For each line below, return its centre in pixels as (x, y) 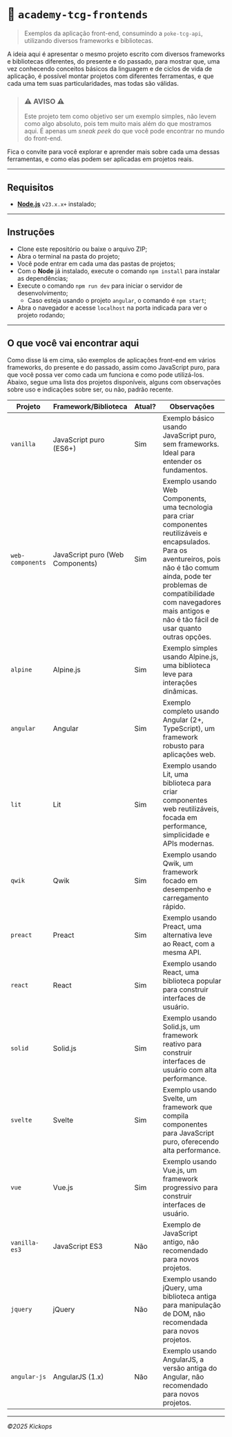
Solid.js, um (181, 1026)
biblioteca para (187, 783)
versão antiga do (190, 1368)
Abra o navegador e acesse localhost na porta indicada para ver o (112, 308)
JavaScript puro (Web (88, 555)
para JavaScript (188, 1133)
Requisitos (30, 187)
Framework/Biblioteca (90, 406)
